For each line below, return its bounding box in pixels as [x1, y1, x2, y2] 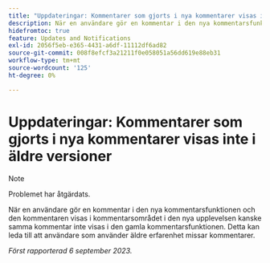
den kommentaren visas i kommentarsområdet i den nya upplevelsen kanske [8, 213, 262, 223]
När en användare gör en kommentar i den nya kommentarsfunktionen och [8, 204, 256, 214]
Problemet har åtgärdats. [8, 189, 91, 199]
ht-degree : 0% [8, 71, 56, 79]
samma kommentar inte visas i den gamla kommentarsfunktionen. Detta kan [8, 221, 260, 231]
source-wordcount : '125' [8, 64, 92, 72]
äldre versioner [8, 147, 112, 165]
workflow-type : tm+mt [8, 57, 81, 65]
